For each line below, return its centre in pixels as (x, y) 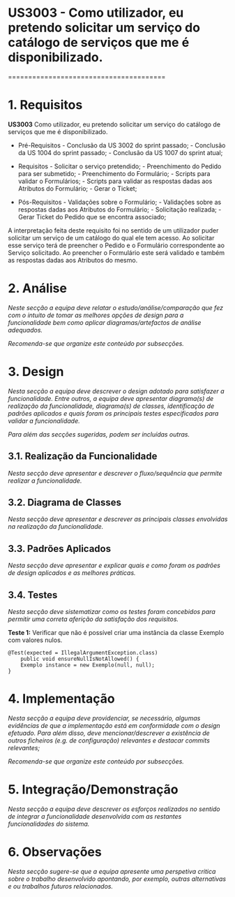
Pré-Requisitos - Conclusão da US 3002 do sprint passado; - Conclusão (122, 145)
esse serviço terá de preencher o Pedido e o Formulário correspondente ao (116, 245)
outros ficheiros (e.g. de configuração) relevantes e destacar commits (109, 740)
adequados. (25, 330)
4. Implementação (61, 699)
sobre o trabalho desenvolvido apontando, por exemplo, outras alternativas (117, 879)
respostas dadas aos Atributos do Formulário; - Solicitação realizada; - (120, 209)
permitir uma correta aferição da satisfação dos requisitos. (93, 619)
